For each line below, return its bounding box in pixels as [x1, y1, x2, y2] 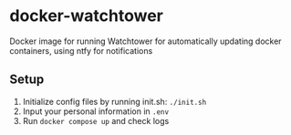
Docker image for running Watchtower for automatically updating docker [9, 36, 282, 47]
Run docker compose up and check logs [22, 115, 170, 126]
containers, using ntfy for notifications [9, 45, 153, 56]
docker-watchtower [9, 5, 164, 26]
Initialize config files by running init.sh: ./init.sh [22, 96, 207, 107]
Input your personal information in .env [22, 106, 170, 117]
